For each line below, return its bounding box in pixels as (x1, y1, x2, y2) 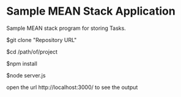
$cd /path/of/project (6, 48, 58, 56)
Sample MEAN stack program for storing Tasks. (6, 24, 127, 32)
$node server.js (6, 71, 46, 79)
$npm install (6, 60, 38, 67)
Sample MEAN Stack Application (6, 4, 175, 18)
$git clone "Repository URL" (6, 36, 77, 43)
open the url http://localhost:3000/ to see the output (6, 84, 138, 91)
